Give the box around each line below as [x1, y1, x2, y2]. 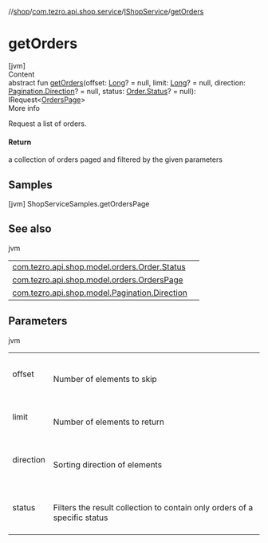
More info [8, 103, 41, 112]
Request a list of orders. [8, 119, 87, 128]
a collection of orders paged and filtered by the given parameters [8, 155, 223, 164]
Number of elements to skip [53, 373, 157, 384]
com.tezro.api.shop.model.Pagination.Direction [12, 287, 187, 298]
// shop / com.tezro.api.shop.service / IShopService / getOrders [8, 7, 204, 16]
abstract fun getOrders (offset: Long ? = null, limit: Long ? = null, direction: [8, 77, 246, 87]
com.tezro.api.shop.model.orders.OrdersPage [12, 274, 183, 285]
